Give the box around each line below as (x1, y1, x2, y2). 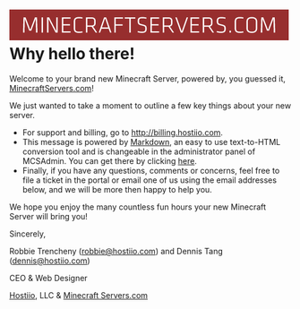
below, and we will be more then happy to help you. (21, 184, 212, 194)
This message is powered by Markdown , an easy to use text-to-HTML (21, 136, 281, 147)
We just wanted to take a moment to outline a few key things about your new (9, 99, 292, 111)
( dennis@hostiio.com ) (9, 255, 91, 266)
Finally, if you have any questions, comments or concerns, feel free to (21, 165, 280, 176)
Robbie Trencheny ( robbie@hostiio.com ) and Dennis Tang (9, 245, 224, 256)
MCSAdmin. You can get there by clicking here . (21, 155, 197, 166)
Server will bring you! (9, 210, 88, 221)
